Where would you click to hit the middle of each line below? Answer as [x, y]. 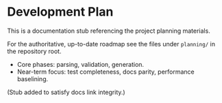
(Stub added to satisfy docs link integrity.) [66, 92]
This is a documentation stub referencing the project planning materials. [109, 31]
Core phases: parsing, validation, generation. [81, 64]
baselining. [33, 78]
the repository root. [34, 51]
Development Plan [60, 12]
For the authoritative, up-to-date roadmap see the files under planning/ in [111, 44]
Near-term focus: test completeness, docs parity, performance [106, 72]
